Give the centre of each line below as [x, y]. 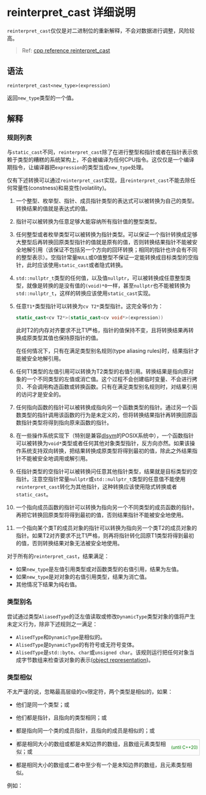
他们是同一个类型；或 [42, 704]
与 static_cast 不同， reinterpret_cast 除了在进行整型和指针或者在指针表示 [100, 152]
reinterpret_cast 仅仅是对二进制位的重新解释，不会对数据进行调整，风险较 [101, 31]
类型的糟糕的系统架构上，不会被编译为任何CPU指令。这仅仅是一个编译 [106, 160]
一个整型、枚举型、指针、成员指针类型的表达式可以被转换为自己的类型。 [106, 201]
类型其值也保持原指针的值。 [67, 338]
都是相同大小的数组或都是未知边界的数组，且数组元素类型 [88, 744]
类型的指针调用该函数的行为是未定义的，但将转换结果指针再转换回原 [107, 415]
